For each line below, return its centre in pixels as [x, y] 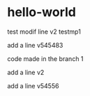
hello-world [42, 12]
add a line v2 [26, 72]
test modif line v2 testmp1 [44, 32]
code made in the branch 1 [45, 59]
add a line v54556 [33, 85]
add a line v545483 [35, 45]
